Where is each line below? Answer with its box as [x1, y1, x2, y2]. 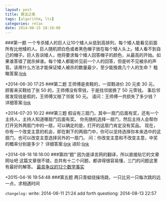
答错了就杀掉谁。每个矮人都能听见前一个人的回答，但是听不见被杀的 [13, 58, 152, 64]
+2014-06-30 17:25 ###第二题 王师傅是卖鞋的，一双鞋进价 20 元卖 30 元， [5, 81, 157, 87]
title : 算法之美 [5, 12, 36, 17]
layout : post [5, 7, 32, 12]
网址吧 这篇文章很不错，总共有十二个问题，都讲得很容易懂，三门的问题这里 [5, 158, 158, 163]
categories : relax [5, 21, 43, 26]
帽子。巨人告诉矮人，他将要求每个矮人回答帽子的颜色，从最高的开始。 [13, 52, 157, 58]
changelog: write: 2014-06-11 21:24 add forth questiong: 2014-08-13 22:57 [5, 191, 157, 197]
